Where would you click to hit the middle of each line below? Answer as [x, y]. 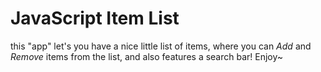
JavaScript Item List [95, 18]
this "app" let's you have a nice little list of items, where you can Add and [161, 46]
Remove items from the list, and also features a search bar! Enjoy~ [147, 56]
